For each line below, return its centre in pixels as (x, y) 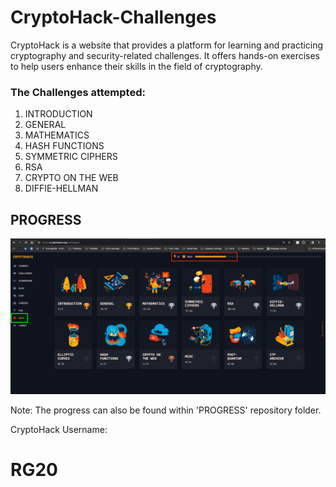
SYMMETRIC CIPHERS (71, 157)
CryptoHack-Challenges (113, 17)
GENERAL (45, 125)
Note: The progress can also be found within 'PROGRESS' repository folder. (166, 410)
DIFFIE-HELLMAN (61, 188)
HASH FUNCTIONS (64, 146)
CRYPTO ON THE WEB (71, 178)
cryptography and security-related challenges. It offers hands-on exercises (165, 55)
